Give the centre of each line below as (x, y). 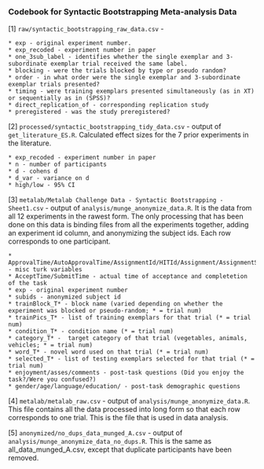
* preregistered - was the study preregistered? (89, 112)
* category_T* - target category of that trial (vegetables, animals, (128, 339)
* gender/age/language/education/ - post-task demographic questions (125, 387)
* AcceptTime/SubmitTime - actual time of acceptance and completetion (128, 277)
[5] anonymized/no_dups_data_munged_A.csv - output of (95, 433)
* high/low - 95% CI (42, 185)
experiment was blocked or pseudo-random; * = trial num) (105, 311)
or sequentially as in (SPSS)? (59, 98)
